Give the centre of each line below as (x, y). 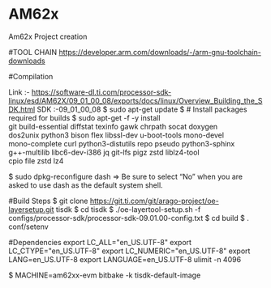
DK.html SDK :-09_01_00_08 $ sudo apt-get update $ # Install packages (128, 109)
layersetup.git (31, 209)
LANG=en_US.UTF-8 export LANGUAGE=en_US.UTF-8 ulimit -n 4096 (125, 259)
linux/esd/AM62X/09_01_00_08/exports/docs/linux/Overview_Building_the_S (135, 100)
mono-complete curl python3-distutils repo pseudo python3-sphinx (122, 143)
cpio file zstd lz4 (36, 161)
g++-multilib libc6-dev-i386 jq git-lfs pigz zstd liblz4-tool (104, 152)
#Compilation (31, 76)
